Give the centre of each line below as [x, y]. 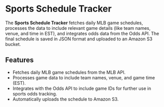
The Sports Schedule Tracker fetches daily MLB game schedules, [74, 23]
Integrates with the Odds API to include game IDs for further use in [82, 88]
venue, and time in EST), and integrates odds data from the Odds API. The [82, 33]
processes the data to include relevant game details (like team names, [78, 28]
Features [19, 60]
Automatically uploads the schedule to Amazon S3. [66, 99]
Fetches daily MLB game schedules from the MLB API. [69, 72]
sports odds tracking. [35, 93]
